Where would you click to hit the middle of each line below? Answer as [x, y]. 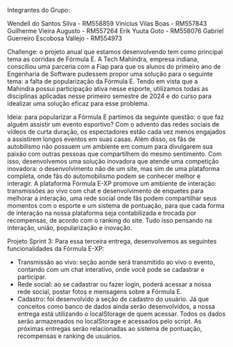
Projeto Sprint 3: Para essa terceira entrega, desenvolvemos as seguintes [112, 241]
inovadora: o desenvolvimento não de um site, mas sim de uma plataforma [113, 169]
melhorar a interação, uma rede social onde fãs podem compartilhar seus [112, 198]
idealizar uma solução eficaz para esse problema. [78, 103]
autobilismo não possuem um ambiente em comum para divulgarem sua [110, 146]
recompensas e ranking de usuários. [69, 336]
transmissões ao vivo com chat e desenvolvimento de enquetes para [105, 191]
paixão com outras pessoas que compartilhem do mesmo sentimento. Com [114, 154]
